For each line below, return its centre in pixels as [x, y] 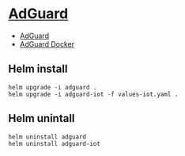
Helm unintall [42, 118]
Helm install [38, 69]
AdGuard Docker [47, 44]
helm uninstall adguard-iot [55, 143]
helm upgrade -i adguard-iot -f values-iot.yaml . [93, 94]
